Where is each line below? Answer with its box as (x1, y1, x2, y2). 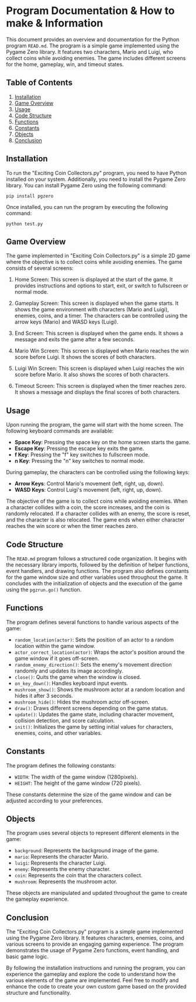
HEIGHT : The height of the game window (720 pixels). (14, 780, 142, 787)
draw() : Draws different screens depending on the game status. (14, 704, 168, 712)
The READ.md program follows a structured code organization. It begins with (6, 555, 187, 562)
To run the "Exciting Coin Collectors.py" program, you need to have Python (6, 169, 187, 176)
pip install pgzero (6, 193, 54, 199)
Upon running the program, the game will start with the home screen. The (6, 421, 184, 428)
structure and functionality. (6, 989, 71, 996)
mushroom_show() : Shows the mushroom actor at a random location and (14, 686, 185, 693)
